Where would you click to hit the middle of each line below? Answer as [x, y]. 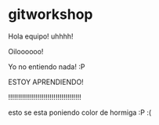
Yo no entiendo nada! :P [47, 66]
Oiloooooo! [26, 51]
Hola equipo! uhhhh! [41, 36]
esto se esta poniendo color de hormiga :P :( [80, 112]
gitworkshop [51, 15]
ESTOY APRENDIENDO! [46, 82]
